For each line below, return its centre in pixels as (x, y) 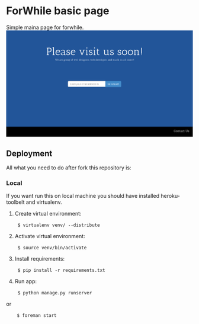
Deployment (29, 153)
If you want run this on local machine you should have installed (83, 196)
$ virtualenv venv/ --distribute (59, 225)
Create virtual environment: (48, 214)
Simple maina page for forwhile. (45, 27)
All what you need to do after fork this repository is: (69, 168)
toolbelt (15, 202)
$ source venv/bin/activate (52, 248)
